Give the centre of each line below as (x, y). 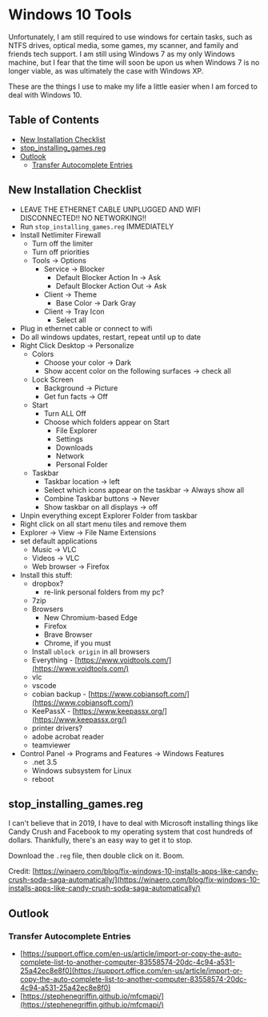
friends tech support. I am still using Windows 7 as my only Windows (122, 54)
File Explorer (76, 430)
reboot (43, 779)
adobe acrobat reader (68, 736)
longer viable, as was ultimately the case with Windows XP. (106, 70)
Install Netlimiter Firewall (60, 234)
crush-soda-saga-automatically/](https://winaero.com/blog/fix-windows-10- (134, 880)
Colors (43, 354)
